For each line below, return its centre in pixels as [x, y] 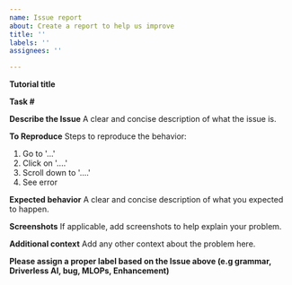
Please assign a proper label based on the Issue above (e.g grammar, [141, 262]
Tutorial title [32, 84]
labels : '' [30, 43]
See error [40, 182]
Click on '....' [45, 163]
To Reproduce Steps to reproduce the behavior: [98, 136]
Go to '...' [39, 154]
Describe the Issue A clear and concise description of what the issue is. [143, 119]
